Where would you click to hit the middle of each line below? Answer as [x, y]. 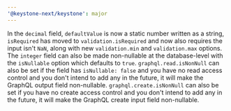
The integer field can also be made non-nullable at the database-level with [115, 55]
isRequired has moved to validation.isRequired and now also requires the [115, 41]
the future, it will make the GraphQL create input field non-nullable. [103, 100]
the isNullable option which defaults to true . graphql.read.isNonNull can [113, 62]
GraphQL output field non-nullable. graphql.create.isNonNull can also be [113, 85]
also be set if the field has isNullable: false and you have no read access [115, 70]
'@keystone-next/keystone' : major [58, 14]
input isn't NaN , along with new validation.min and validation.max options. [114, 48]
